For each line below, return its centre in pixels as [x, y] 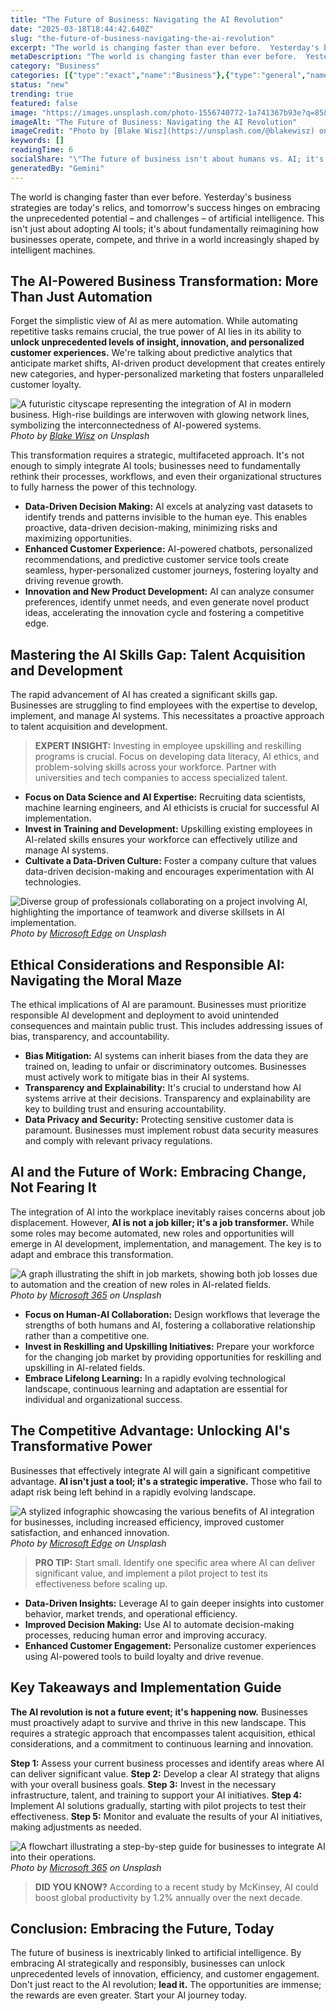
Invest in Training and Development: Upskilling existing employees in [168, 829]
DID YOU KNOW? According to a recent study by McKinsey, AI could [176, 1887]
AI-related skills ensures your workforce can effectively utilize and [161, 840]
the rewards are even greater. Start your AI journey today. [128, 1995]
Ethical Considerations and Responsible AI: [147, 964]
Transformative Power [81, 1446]
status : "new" [40, 85]
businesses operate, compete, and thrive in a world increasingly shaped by [165, 239]
